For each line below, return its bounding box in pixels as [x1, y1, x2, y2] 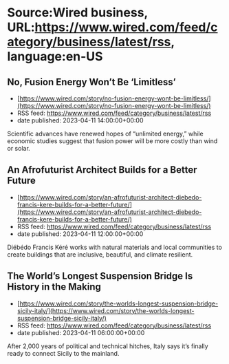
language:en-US [7, 49, 103, 65]
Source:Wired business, [7, 5, 148, 21]
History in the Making [7, 281, 102, 293]
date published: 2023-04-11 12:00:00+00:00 [17, 229, 144, 238]
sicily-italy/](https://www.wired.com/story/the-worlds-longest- [17, 306, 195, 314]
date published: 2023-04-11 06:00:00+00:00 [17, 328, 145, 336]
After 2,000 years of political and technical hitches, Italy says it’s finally [7, 342, 208, 350]
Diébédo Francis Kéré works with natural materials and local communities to [7, 243, 222, 251]
